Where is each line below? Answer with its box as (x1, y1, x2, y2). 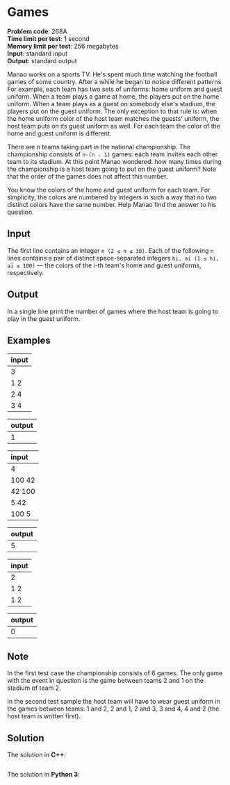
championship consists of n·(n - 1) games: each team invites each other (7, 150, 218, 158)
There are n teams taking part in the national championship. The (7, 142, 191, 151)
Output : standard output (7, 56, 78, 65)
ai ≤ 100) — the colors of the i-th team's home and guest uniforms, (7, 261, 202, 270)
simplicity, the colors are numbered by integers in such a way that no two (7, 192, 217, 201)
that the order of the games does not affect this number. (7, 172, 168, 181)
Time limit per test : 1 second (7, 34, 90, 42)
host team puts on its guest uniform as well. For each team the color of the (7, 122, 221, 130)
